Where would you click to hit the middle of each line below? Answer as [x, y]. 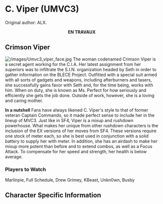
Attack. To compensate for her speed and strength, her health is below [76, 151]
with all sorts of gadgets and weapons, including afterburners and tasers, [79, 80]
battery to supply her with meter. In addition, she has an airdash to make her [81, 141]
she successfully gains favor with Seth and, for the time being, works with [79, 85]
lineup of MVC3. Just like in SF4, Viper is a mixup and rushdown [69, 120]
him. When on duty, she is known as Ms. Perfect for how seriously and [76, 90]
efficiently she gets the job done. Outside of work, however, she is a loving [80, 95]
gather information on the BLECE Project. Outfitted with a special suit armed [81, 75]
